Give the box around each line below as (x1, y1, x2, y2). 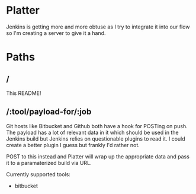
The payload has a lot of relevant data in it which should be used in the (6, 129, 179, 136)
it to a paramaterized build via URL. (6, 159, 92, 166)
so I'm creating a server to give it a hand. (6, 29, 106, 36)
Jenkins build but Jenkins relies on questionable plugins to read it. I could (6, 135, 185, 142)
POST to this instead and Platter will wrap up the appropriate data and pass (6, 152, 189, 160)
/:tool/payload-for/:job (6, 107, 92, 117)
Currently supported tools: (6, 170, 71, 178)
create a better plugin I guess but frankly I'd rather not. (6, 141, 140, 148)
